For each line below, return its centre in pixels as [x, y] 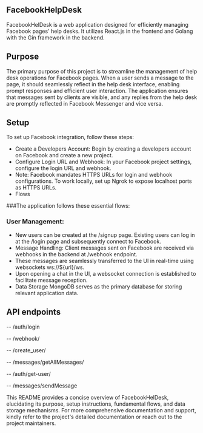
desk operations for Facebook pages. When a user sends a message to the [100, 78]
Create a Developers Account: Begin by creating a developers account [103, 149]
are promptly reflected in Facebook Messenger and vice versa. [85, 103]
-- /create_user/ [26, 350]
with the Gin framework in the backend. [55, 37]
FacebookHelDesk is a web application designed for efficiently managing [98, 24]
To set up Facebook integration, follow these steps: [70, 137]
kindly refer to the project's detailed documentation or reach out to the [94, 417]
